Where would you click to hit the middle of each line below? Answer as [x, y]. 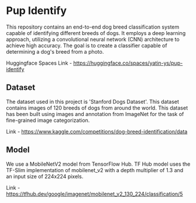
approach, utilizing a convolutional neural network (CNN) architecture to [93, 39]
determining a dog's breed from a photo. [55, 51]
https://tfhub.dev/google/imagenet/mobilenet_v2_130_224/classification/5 [94, 194]
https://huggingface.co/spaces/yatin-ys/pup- [128, 63]
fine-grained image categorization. [48, 120]
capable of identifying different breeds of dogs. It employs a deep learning [96, 33]
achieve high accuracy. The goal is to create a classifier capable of [87, 45]
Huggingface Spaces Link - [39, 63]
